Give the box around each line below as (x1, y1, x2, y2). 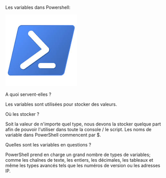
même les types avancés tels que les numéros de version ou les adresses (5, 163, 160, 168)
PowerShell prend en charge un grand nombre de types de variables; (5, 151, 151, 158)
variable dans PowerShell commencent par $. (5, 132, 101, 138)
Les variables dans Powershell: (5, 5, 70, 10)
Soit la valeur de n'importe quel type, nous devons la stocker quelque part (5, 121, 161, 127)
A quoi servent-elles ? (5, 91, 52, 97)
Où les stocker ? (5, 111, 39, 117)
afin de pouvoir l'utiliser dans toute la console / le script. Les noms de (5, 126, 152, 132)
